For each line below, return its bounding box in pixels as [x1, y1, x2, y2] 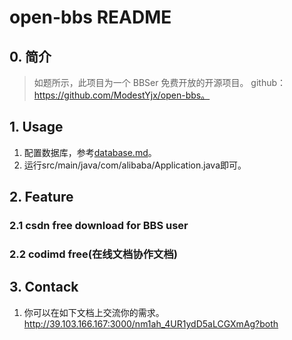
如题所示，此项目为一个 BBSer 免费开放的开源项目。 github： [33, 77, 287, 88]
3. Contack [9, 279, 79, 296]
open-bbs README [9, 6, 172, 29]
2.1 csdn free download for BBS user [9, 219, 189, 233]
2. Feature [9, 189, 74, 206]
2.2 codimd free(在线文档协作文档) [9, 247, 178, 261]
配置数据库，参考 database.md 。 [23, 146, 157, 158]
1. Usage [9, 119, 64, 136]
